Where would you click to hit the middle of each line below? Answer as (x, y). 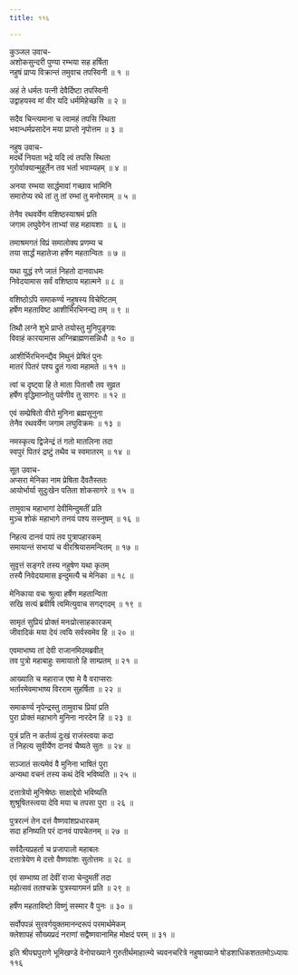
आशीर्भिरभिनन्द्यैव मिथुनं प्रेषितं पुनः (56, 356)
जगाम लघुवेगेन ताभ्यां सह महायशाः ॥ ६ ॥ (67, 224)
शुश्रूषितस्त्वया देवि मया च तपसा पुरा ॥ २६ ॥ (72, 802)
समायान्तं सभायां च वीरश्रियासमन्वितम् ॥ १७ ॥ (74, 547)
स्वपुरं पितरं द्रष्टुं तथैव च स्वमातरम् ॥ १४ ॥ (70, 452)
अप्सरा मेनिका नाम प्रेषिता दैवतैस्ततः (58, 480)
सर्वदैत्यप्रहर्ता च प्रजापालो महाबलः (54, 849)
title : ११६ (29, 18)
